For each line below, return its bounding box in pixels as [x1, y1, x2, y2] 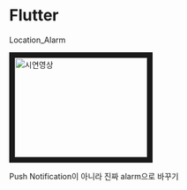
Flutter [9, 5, 59, 26]
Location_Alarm [9, 34, 66, 45]
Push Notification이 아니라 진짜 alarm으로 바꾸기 [9, 171, 179, 181]
